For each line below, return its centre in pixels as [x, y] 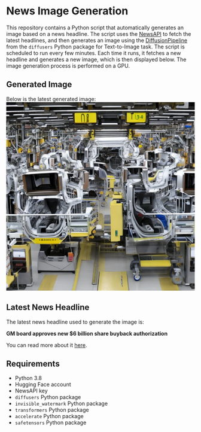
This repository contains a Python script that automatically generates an [95, 28]
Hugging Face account [43, 385]
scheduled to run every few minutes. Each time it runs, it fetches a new [94, 53]
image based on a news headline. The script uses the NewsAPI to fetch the [99, 34]
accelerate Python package [49, 416]
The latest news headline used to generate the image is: [75, 322]
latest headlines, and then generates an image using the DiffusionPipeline [97, 40]
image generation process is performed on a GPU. [68, 66]
